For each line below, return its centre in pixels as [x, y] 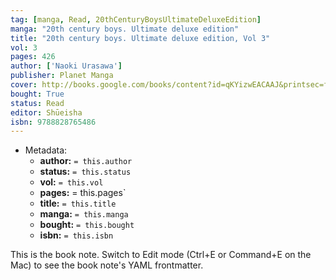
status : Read [37, 103]
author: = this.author [86, 161]
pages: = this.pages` [83, 193]
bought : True [37, 94]
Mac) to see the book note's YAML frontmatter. [107, 265]
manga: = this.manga [84, 214]
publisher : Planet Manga [62, 76]
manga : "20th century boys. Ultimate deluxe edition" [125, 29]
